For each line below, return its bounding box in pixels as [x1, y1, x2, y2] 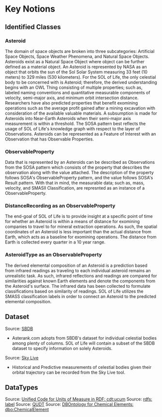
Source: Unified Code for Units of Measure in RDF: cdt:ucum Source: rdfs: [5, 396, 152, 402]
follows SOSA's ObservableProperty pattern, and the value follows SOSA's [5, 175, 153, 181]
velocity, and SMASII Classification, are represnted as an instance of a [5, 185, 145, 191]
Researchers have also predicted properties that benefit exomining [5, 100, 138, 105]
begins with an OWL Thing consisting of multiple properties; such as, [5, 84, 143, 90]
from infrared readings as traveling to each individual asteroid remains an [5, 267, 151, 273]
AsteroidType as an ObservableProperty [5, 251, 103, 258]
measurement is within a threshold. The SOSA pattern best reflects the [5, 121, 146, 126]
